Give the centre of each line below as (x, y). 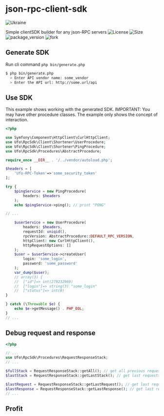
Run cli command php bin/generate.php (45, 64)
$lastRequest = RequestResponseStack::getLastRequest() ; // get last (78, 384)
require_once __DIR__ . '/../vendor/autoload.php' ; (59, 160)
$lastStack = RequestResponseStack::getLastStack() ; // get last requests (83, 375)
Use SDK (19, 98)
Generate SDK (27, 53)
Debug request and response (51, 333)
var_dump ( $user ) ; (32, 272)
